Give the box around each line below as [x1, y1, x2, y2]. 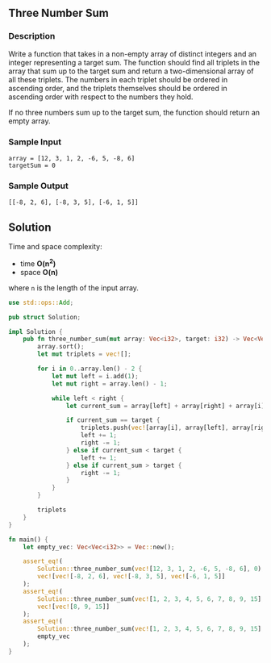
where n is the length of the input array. [8, 282, 140, 293]
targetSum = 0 [8, 161, 56, 169]
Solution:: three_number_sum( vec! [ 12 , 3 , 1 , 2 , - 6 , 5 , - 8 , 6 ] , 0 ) [37, 565, 262, 573]
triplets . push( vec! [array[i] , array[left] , [80, 423, 229, 432]
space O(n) [19, 267, 59, 277]
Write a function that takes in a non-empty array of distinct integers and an [8, 48, 256, 59]
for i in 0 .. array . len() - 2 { [37, 365, 143, 373]
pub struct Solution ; [8, 313, 81, 321]
